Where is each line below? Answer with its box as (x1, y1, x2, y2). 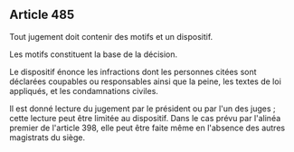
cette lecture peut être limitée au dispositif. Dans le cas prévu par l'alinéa (9, 112, 281, 123)
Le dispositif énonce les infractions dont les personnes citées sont (9, 66, 257, 77)
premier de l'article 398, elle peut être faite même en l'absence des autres (9, 122, 286, 133)
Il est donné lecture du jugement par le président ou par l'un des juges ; (9, 103, 276, 114)
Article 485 (9, 7, 75, 23)
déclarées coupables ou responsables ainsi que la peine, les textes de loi (9, 76, 282, 87)
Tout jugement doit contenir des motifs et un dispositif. (9, 31, 213, 42)
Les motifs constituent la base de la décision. (9, 49, 178, 60)
